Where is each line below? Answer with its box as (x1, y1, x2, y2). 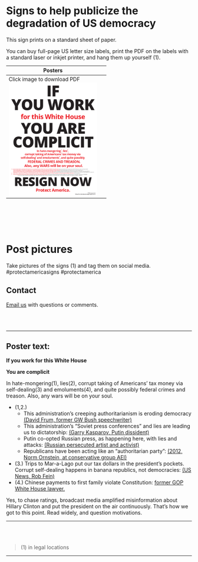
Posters (43, 67, 63, 74)
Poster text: (6, 341, 50, 351)
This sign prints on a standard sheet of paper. (6, 36, 117, 43)
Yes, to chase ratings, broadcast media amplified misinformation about (6, 497, 178, 504)
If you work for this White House (6, 357, 87, 364)
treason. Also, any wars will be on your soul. (6, 392, 114, 399)
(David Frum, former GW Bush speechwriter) (23, 416, 133, 423)
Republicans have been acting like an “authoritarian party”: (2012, (23, 448, 183, 455)
